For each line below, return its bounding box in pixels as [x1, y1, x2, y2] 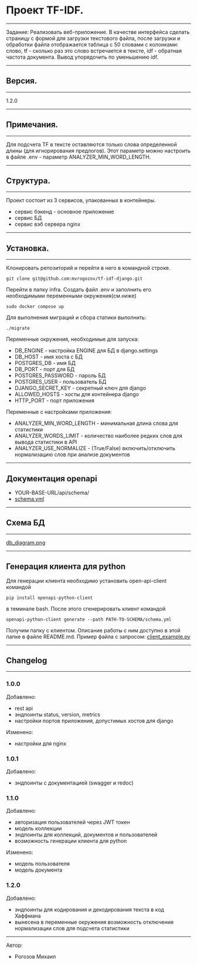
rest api [14, 705, 33, 712]
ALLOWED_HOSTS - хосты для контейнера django [14, 391, 140, 398]
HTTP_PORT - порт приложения [14, 397, 95, 404]
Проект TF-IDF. [6, 4, 84, 17]
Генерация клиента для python [6, 562, 126, 572]
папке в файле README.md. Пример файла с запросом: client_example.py [6, 633, 191, 640]
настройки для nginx [14, 740, 67, 747]
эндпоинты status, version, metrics [14, 711, 101, 718]
